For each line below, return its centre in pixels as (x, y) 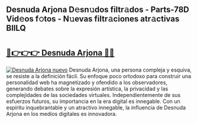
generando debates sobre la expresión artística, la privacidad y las (87, 89)
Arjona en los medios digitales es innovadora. (62, 114)
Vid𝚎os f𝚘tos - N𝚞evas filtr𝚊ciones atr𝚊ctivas (93, 19)
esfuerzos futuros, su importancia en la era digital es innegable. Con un (93, 101)
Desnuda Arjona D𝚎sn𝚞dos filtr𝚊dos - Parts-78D (98, 10)
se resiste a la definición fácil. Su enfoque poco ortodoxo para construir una (98, 76)
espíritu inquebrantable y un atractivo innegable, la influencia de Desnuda (96, 108)
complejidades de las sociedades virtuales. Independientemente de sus (93, 95)
